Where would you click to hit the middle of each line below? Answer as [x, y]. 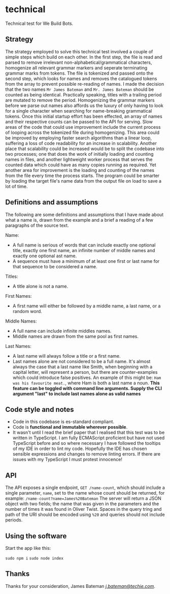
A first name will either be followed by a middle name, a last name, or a [87, 306]
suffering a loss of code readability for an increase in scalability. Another [81, 143]
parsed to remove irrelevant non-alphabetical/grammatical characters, [79, 62]
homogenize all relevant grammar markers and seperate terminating [76, 67]
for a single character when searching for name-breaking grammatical [79, 111]
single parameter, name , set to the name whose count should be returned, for [85, 493]
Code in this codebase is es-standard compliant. [63, 422]
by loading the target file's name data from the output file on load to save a [83, 181]
